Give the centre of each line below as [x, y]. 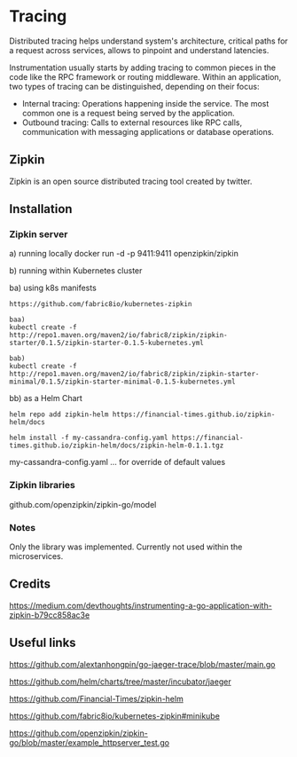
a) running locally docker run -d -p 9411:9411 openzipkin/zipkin [124, 254]
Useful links [43, 643]
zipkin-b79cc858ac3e [50, 615]
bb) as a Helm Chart [46, 398]
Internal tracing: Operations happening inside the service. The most [145, 103]
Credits [30, 584]
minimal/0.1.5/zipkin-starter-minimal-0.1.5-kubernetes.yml [123, 382]
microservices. [36, 556]
